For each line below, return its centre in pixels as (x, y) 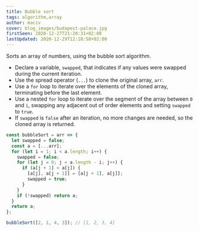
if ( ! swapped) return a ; (47, 195)
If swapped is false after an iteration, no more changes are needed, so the (104, 118)
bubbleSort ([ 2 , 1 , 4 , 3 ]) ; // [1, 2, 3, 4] (61, 223)
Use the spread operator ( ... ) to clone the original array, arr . (89, 80)
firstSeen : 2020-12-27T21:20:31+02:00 (54, 34)
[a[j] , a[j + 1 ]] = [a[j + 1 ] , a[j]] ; (75, 174)
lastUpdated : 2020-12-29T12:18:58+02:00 (57, 39)
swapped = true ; (47, 179)
